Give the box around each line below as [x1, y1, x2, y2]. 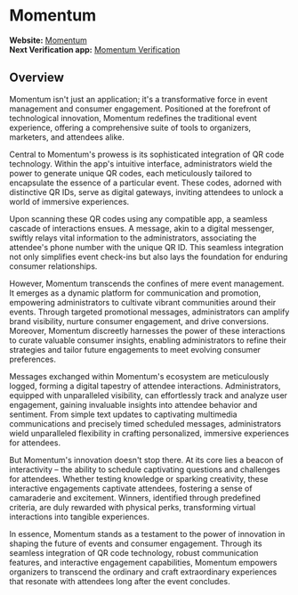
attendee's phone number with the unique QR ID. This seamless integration [9, 241, 285, 252]
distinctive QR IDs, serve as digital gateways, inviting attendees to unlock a [9, 186, 284, 197]
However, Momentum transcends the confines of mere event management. [9, 278, 285, 289]
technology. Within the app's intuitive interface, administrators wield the [9, 158, 273, 169]
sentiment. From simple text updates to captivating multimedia [9, 409, 238, 420]
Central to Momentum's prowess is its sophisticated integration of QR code [9, 149, 285, 159]
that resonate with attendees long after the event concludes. [9, 575, 230, 586]
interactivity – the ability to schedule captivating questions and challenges [9, 464, 280, 475]
